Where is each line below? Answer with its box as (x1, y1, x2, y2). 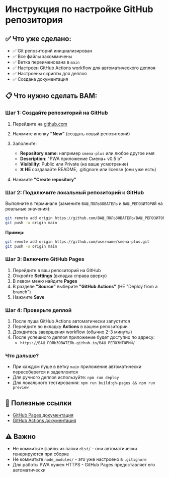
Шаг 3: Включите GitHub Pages (5, 256, 84, 263)
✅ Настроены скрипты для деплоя (12, 71, 87, 76)
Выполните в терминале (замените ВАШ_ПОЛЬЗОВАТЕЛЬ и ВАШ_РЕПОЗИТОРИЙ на (5, 200, 163, 206)
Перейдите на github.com (12, 121, 68, 127)
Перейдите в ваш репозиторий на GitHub (12, 267, 101, 273)
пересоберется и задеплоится (12, 369, 78, 375)
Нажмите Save (12, 294, 45, 300)
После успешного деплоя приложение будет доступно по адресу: (12, 334, 155, 340)
